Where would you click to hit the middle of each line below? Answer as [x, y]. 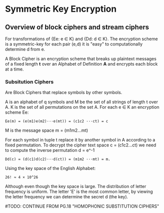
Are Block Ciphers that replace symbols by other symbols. [64, 93]
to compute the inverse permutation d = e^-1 [50, 150]
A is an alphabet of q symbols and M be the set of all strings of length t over [82, 102]
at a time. [14, 69]
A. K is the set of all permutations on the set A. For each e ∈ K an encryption [82, 107]
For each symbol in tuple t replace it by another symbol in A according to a [80, 140]
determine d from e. [25, 49]
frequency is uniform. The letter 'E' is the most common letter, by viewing [79, 191]
